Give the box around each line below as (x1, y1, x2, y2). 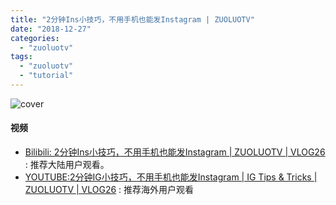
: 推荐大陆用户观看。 (24, 159, 110, 171)
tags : (10, 52, 33, 62)
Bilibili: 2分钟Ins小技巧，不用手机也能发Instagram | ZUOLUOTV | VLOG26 (24, 146, 326, 158)
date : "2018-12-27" (10, 24, 92, 34)
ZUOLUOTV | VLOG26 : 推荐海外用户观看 (24, 184, 195, 196)
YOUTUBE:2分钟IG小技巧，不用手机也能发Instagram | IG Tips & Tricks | (24, 171, 318, 183)
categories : (10, 33, 60, 43)
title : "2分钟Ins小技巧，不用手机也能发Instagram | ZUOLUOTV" (10, 14, 255, 25)
